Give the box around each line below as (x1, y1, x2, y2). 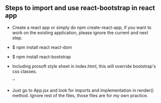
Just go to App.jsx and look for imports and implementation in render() (12, 87, 154, 93)
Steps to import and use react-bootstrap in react (5, 4, 155, 12)
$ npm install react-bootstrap (12, 54, 71, 60)
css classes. (12, 68, 38, 74)
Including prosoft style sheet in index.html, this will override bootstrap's (12, 63, 156, 69)
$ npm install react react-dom (12, 44, 72, 50)
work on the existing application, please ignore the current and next (12, 29, 148, 36)
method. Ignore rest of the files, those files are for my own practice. (12, 92, 148, 98)
